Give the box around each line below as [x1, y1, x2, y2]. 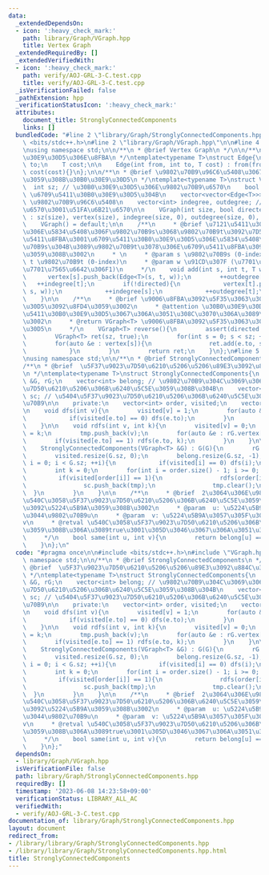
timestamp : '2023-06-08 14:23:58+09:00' [15, 787, 152, 795]
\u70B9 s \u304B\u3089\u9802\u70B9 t [22, 243, 138, 251]
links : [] [22, 124, 56, 132]
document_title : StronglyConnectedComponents [22, 116, 178, 124]
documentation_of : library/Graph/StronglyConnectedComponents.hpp [8, 817, 235, 825]
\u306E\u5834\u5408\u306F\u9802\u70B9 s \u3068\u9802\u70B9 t [22, 228, 224, 237]
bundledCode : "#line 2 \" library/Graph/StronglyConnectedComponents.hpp [15, 131, 263, 139]
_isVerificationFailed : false [15, 86, 116, 95]
